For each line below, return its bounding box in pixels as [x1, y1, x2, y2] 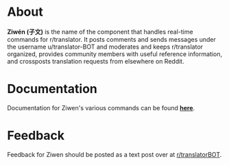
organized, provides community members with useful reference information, [7, 49, 223, 58]
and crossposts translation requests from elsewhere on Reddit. [7, 57, 184, 65]
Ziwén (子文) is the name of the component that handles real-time [7, 27, 193, 36]
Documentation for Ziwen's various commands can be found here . [7, 103, 195, 112]
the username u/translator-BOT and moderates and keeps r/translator [7, 42, 204, 51]
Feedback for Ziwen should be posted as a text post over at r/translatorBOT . [7, 150, 222, 158]
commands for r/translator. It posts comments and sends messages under [7, 35, 216, 43]
